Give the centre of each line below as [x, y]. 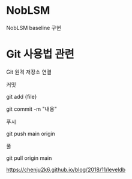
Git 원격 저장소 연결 [29, 72]
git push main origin [31, 134]
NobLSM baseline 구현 [34, 28]
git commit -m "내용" [31, 109]
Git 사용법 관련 [40, 54]
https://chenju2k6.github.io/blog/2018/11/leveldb [66, 169]
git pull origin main [29, 158]
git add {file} [22, 96]
